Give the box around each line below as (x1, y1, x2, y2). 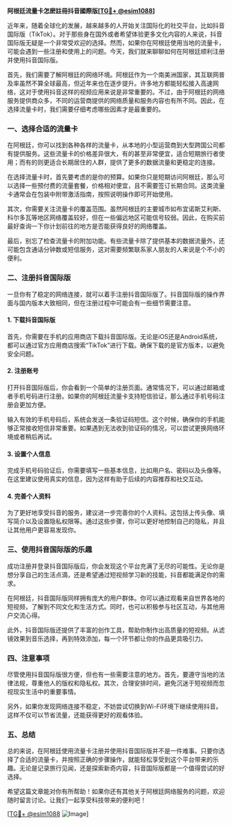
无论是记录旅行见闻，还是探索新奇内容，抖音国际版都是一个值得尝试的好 (19, 764, 225, 773)
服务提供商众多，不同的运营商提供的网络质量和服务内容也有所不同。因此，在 (7, 97, 225, 104)
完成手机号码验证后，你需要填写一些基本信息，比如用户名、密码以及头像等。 (7, 466, 225, 475)
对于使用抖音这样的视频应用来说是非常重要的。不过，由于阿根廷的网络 (25, 88, 225, 96)
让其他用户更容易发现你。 (7, 526, 80, 534)
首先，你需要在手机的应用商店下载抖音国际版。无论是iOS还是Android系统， (7, 332, 221, 340)
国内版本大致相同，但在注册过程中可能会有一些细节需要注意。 (19, 298, 195, 307)
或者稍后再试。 (12, 433, 56, 440)
